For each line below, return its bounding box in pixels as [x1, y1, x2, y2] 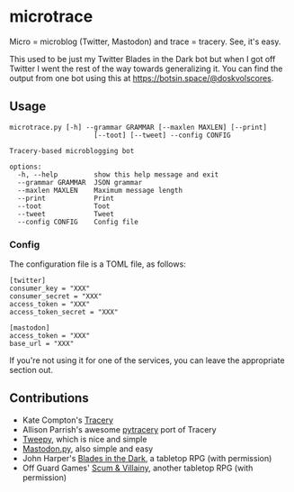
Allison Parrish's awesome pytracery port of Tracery [22, 424, 218, 434]
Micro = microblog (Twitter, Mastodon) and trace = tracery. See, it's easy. [9, 36, 281, 47]
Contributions [9, 390, 89, 406]
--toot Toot [17, 201, 111, 211]
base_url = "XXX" [9, 340, 75, 349]
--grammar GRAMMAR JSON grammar [17, 178, 143, 187]
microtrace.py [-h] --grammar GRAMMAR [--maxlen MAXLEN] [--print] [9, 123, 268, 132]
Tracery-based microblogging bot [9, 146, 135, 155]
